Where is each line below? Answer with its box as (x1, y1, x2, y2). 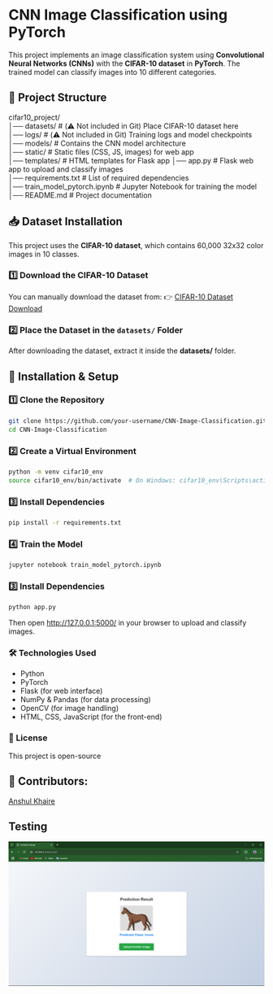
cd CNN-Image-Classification (8, 425, 107, 434)
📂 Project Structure (8, 91, 107, 105)
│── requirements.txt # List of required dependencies (8, 172, 189, 182)
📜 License (8, 732, 48, 743)
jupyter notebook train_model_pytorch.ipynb (8, 561, 162, 569)
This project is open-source (8, 751, 102, 761)
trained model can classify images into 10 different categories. (8, 67, 217, 76)
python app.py (8, 604, 57, 612)
